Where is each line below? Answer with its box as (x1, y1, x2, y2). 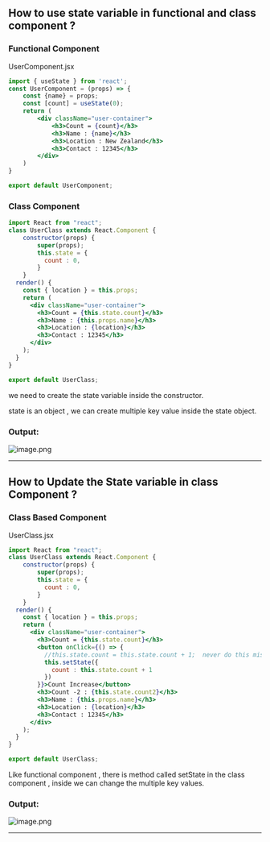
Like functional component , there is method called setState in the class (8, 769, 245, 780)
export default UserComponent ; (8, 181, 113, 190)
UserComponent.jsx (8, 61, 75, 71)
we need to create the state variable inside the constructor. (8, 390, 204, 400)
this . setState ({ (43, 658, 99, 666)
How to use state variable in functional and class (8, 6, 257, 20)
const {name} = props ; (22, 92, 99, 100)
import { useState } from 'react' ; (8, 77, 128, 85)
